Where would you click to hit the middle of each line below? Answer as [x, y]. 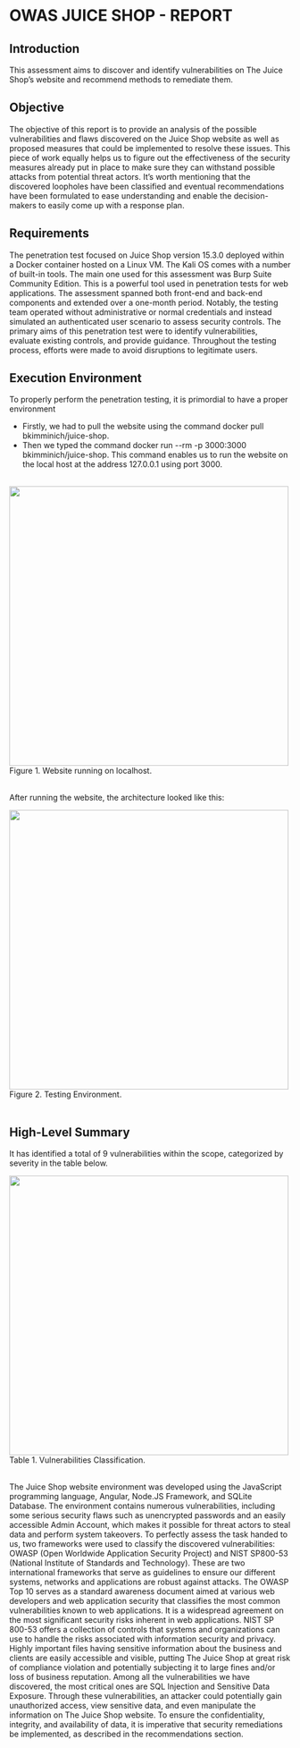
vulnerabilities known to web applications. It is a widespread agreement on [146, 1610]
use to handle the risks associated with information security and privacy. [143, 1639]
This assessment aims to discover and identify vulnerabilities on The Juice [146, 70]
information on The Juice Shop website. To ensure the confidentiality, [137, 1715]
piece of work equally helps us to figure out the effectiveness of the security [150, 157]
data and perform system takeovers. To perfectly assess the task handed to [149, 1534]
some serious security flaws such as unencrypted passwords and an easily [147, 1515]
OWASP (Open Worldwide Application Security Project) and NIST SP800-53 [149, 1554]
